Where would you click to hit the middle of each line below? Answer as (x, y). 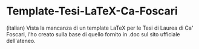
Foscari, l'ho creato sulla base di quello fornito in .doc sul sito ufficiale (93, 34)
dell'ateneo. (21, 41)
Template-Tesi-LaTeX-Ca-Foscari (92, 11)
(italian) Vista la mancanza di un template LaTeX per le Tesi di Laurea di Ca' (100, 28)
